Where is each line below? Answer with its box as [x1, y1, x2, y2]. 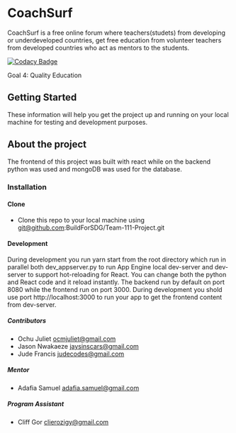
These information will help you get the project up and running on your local [7, 110, 229, 118]
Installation [7, 182, 47, 192]
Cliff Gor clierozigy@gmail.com [17, 417, 109, 426]
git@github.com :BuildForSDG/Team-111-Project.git [17, 223, 165, 232]
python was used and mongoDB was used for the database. [7, 164, 182, 173]
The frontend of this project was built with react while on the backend [7, 157, 211, 166]
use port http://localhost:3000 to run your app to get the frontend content [7, 293, 223, 301]
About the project [7, 138, 87, 150]
